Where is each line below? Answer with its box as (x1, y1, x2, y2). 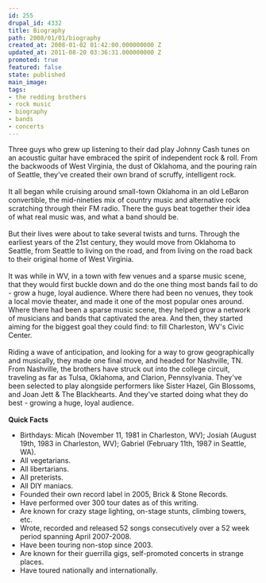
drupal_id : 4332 (8, 19, 62, 27)
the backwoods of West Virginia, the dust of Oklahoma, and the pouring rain (8, 161, 257, 171)
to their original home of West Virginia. (8, 254, 134, 263)
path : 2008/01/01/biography (8, 33, 102, 42)
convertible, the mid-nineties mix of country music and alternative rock (8, 195, 241, 204)
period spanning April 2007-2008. (19, 531, 132, 541)
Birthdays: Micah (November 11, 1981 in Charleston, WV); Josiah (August (19, 430, 256, 440)
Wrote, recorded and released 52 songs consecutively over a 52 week (19, 523, 250, 533)
